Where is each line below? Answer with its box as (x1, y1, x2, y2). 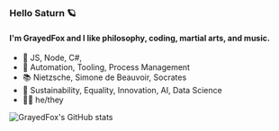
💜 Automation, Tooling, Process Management (22, 62, 191, 73)
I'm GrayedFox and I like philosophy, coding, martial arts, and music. (9, 32, 270, 43)
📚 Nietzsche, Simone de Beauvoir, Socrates (22, 72, 187, 83)
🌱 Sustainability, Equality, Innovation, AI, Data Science (22, 85, 222, 96)
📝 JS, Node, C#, (22, 52, 83, 64)
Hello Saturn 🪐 (9, 6, 76, 19)
